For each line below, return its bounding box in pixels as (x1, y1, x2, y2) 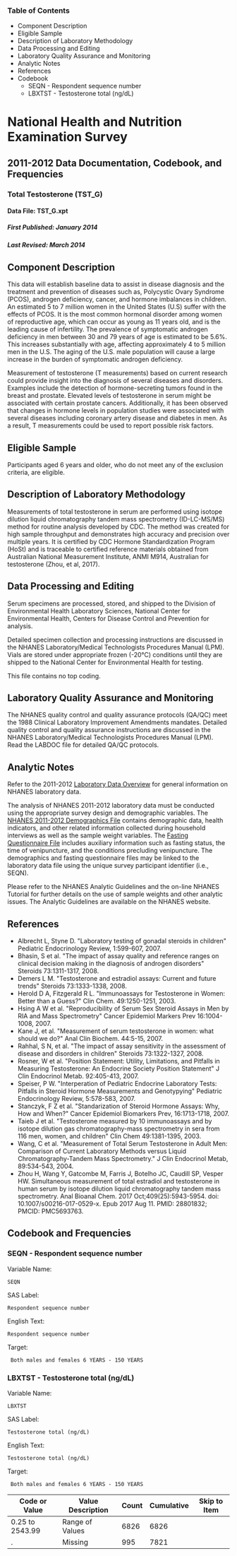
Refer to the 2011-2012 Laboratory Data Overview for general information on (7, 780, 228, 789)
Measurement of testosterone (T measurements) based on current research (7, 369, 228, 377)
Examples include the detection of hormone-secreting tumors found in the (7, 384, 224, 392)
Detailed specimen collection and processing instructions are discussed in (7, 635, 224, 644)
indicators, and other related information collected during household (7, 824, 206, 832)
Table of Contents (7, 6, 71, 16)
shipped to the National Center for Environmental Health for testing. (7, 658, 203, 666)
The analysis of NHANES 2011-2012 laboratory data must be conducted (7, 801, 215, 810)
